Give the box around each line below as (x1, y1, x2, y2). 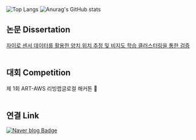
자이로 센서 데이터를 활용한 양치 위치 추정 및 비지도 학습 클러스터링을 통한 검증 (6, 42, 191, 49)
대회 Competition (6, 68, 71, 78)
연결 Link (6, 110, 39, 121)
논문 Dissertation (6, 25, 71, 35)
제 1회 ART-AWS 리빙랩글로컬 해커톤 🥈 (6, 84, 98, 92)
